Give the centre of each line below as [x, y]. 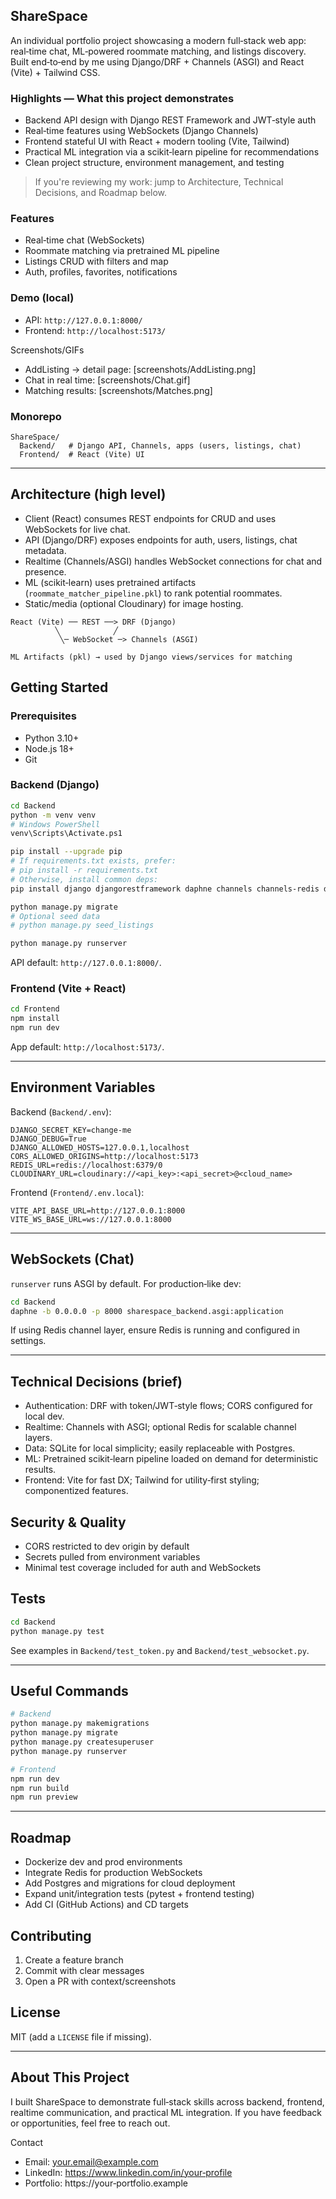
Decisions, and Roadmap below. [101, 193]
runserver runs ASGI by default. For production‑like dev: [126, 1283]
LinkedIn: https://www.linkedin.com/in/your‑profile [128, 2172]
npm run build [40, 1788]
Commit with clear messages [84, 1970]
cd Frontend [35, 1009]
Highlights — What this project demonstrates [122, 98]
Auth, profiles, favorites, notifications [101, 272]
